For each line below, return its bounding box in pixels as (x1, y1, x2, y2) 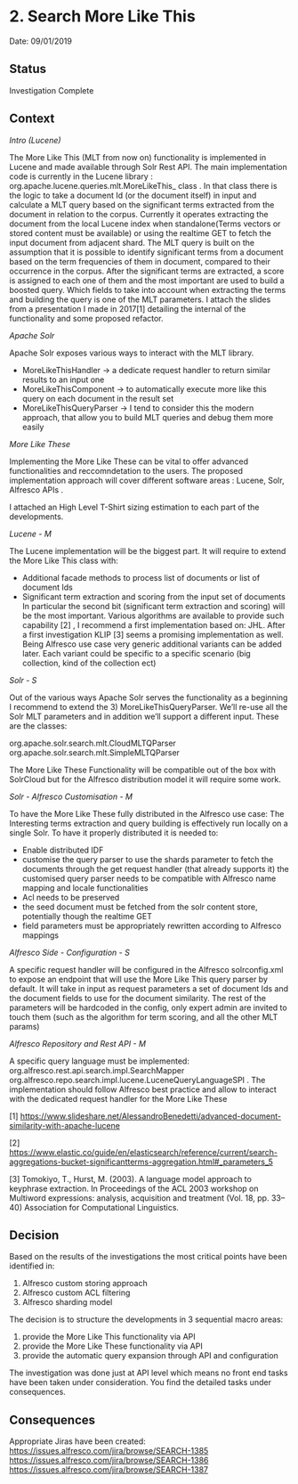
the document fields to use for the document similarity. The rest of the (9, 992, 267, 1003)
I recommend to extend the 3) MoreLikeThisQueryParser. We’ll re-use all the (9, 701, 288, 712)
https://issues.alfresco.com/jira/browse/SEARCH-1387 (9, 1464, 209, 1475)
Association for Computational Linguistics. (23, 1202, 180, 1212)
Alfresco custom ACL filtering (21, 1287, 131, 1298)
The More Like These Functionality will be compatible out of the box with (9, 764, 276, 775)
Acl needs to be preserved (21, 892, 120, 902)
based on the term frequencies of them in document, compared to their (9, 256, 271, 266)
